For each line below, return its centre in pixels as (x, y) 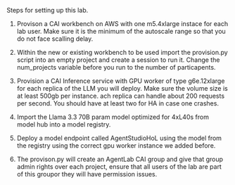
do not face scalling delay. (55, 39)
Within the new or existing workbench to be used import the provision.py (122, 52)
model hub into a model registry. (64, 125)
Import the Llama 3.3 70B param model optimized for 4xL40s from (113, 117)
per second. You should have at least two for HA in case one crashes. (118, 103)
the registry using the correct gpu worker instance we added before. (116, 146)
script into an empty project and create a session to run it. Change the (118, 60)
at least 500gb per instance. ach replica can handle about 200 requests (121, 96)
